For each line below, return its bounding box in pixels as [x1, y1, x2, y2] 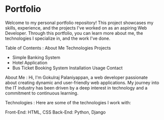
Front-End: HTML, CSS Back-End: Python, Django [5, 109, 106, 115]
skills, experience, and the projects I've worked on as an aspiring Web [5, 25, 147, 30]
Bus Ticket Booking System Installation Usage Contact [12, 65, 123, 71]
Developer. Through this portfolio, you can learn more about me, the [5, 30, 143, 36]
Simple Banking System [12, 54, 61, 60]
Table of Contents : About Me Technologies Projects [5, 45, 111, 51]
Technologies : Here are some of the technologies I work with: [5, 99, 131, 105]
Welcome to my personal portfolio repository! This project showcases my [5, 20, 154, 26]
